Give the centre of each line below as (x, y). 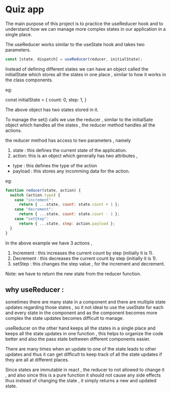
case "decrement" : (34, 209)
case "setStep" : (32, 219)
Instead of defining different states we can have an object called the (77, 69)
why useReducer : (35, 289)
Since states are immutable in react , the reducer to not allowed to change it (85, 370)
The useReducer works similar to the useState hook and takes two (75, 44)
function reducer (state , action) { (43, 190)
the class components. (29, 80)
